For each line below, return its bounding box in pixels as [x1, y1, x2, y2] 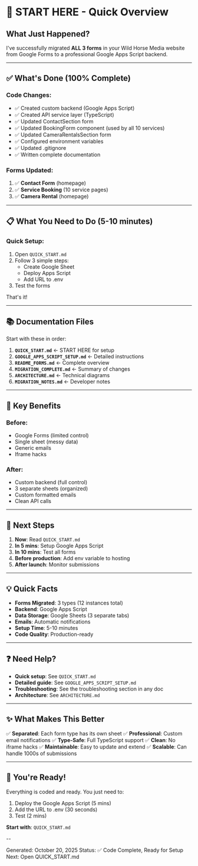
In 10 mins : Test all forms [14, 548, 76, 555]
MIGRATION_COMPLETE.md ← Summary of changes [14, 365, 131, 372]
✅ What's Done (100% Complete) [6, 73, 131, 83]
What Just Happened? [6, 29, 90, 39]
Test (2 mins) [14, 812, 47, 819]
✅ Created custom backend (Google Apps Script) [14, 104, 135, 112]
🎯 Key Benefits [6, 401, 61, 411]
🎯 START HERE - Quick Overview [6, 5, 169, 19]
